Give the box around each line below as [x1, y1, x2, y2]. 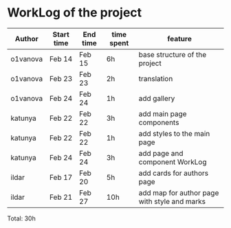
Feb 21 [49, 192, 73, 202]
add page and [138, 148, 184, 158]
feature [167, 34, 192, 43]
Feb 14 [49, 54, 73, 63]
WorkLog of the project [7, 5, 142, 21]
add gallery [138, 93, 175, 103]
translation [138, 73, 173, 83]
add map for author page [138, 187, 219, 197]
